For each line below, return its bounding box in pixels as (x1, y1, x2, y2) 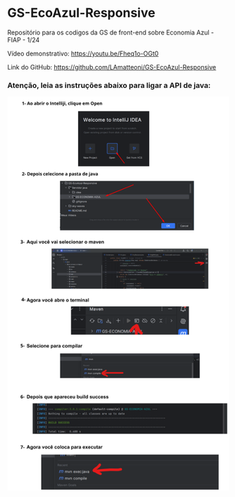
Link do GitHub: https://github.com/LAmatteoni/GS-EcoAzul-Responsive (7, 63, 217, 71)
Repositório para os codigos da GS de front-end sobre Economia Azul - (7, 28, 215, 37)
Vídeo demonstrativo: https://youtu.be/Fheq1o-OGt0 (7, 49, 159, 58)
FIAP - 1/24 (7, 35, 40, 44)
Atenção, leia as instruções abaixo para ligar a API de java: (7, 80, 211, 90)
